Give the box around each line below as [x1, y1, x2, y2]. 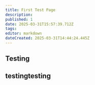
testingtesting [5, 71, 51, 80]
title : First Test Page [5, 7, 56, 13]
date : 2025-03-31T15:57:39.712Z [5, 21, 74, 27]
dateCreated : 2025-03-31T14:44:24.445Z [5, 36, 90, 41]
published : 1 [5, 17, 33, 22]
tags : [5, 26, 17, 31]
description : [5, 12, 33, 17]
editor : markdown [5, 31, 42, 36]
